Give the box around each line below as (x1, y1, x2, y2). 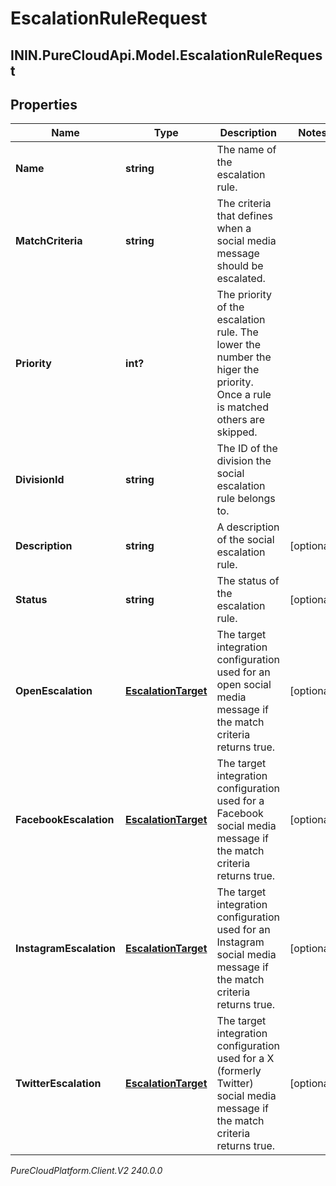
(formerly (216, 1064, 262, 1078)
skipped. (216, 425, 258, 439)
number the (216, 350, 272, 364)
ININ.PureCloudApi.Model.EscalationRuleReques (10, 47, 323, 64)
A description (216, 520, 280, 534)
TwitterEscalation (15, 1077, 102, 1091)
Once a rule (216, 388, 272, 402)
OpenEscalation (15, 684, 93, 698)
